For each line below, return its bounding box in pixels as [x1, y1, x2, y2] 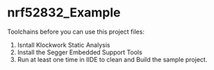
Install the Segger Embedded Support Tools [17, 48, 142, 56]
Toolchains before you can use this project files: [7, 27, 145, 36]
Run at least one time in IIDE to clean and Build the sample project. [17, 55, 208, 63]
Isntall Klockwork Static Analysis [17, 40, 110, 49]
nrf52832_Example [7, 5, 121, 21]
